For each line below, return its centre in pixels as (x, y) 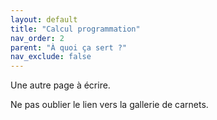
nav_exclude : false (51, 57)
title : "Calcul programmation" (75, 29)
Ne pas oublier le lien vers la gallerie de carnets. (109, 105)
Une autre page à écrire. (60, 85)
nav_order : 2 (37, 38)
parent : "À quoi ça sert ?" (69, 47)
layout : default (44, 19)
